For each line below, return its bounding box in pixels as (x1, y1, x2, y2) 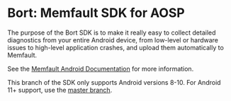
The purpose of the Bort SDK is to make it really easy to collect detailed (7, 28, 216, 37)
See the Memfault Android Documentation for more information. (7, 64, 194, 73)
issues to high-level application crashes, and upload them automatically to (7, 43, 225, 52)
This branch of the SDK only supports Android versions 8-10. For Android (7, 78, 221, 86)
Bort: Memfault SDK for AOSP (7, 5, 186, 21)
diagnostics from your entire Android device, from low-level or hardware (7, 35, 218, 44)
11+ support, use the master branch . (7, 85, 113, 94)
